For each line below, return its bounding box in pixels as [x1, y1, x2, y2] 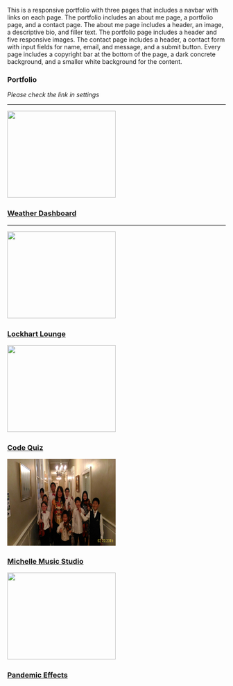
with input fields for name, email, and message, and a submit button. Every [7, 43, 221, 51]
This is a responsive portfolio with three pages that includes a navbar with [7, 6, 218, 14]
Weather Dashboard [7, 208, 77, 218]
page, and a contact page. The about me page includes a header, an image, [7, 21, 224, 28]
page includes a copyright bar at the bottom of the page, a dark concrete [7, 50, 216, 58]
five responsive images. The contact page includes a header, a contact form [7, 35, 225, 44]
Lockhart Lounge [7, 329, 66, 339]
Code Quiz [7, 442, 44, 452]
